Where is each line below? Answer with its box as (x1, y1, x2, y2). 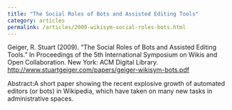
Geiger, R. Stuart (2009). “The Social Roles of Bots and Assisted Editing (7, 43, 217, 52)
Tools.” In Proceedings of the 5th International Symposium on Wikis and (7, 50, 218, 59)
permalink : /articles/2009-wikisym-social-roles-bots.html (7, 23, 186, 31)
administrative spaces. (7, 94, 74, 103)
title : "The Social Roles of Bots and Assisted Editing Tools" (7, 10, 199, 18)
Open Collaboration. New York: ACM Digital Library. (7, 58, 159, 67)
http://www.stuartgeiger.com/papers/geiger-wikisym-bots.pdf (7, 65, 190, 75)
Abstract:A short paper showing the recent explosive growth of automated (7, 79, 226, 88)
